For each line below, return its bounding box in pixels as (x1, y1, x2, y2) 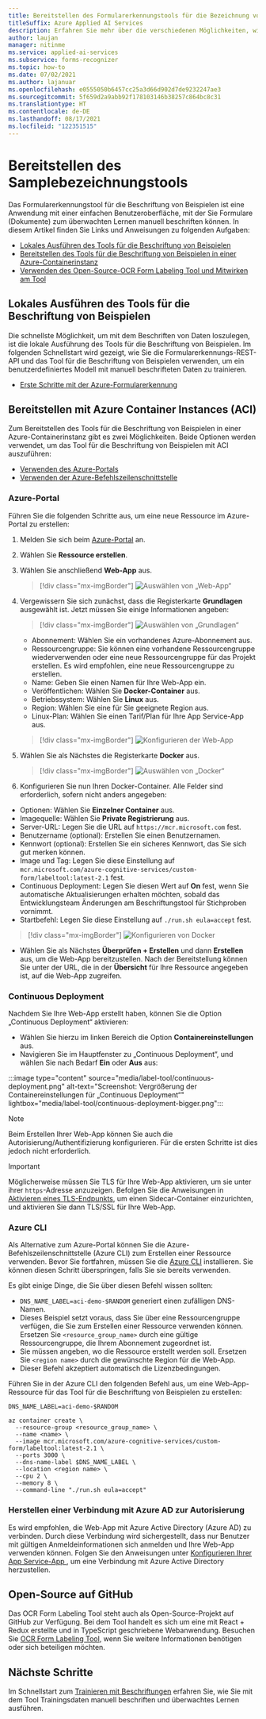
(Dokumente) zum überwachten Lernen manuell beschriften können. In (8, 216, 239, 226)
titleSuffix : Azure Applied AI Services (8, 19, 144, 27)
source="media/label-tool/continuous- (88, 1073, 215, 1082)
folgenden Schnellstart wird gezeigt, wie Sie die (8, 347, 164, 357)
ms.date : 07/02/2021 (8, 71, 77, 79)
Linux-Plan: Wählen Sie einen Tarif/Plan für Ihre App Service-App (31, 711, 244, 721)
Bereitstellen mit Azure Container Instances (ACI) (8, 403, 257, 416)
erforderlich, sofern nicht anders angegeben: (19, 789, 167, 799)
